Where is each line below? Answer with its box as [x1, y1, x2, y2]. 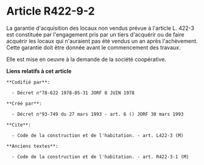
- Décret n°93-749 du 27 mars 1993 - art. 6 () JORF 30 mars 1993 [12, 111, 184, 117]
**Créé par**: [6, 100, 43, 107]
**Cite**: [6, 122, 32, 128]
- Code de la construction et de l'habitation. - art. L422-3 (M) [12, 132, 184, 138]
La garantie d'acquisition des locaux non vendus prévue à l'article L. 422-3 [6, 24, 195, 32]
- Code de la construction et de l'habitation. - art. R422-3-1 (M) [12, 153, 189, 160]
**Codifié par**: [6, 79, 51, 85]
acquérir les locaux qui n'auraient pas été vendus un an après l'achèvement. [6, 37, 198, 44]
